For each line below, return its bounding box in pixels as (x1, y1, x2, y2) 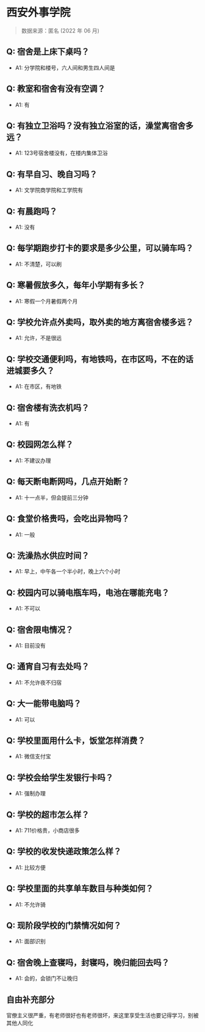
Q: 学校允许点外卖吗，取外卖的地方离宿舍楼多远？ (6, 317, 194, 328)
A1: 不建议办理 (15, 457, 51, 464)
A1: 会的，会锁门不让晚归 (15, 975, 78, 982)
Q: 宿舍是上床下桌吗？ (6, 46, 90, 57)
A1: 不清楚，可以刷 (15, 260, 62, 268)
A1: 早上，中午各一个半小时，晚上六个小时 (15, 568, 121, 575)
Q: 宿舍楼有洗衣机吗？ (6, 402, 90, 413)
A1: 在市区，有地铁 (15, 383, 62, 390)
